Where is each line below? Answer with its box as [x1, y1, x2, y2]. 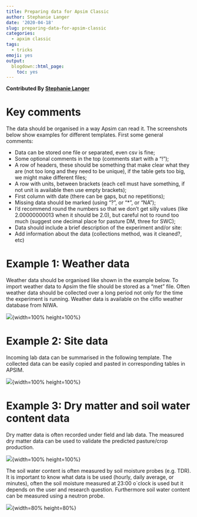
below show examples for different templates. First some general [6, 131, 163, 138]
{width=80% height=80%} [12, 505, 76, 511]
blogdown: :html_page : [11, 63, 65, 69]
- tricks [11, 47, 33, 53]
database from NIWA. [6, 301, 58, 309]
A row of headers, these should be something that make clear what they [14, 161, 190, 168]
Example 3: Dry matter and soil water [6, 399, 191, 413]
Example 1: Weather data [6, 257, 130, 271]
